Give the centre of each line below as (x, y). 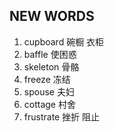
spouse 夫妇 (49, 91)
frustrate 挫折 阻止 (62, 116)
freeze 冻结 (47, 79)
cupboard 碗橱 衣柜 (64, 41)
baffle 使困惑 (50, 54)
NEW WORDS (52, 16)
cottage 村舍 (49, 104)
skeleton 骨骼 (51, 66)
